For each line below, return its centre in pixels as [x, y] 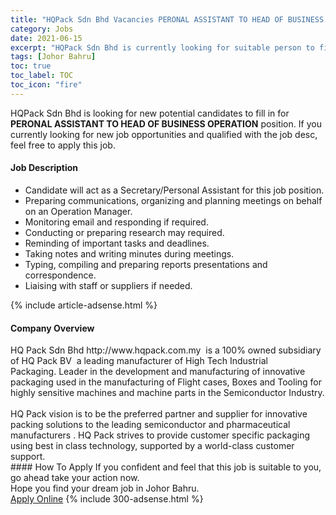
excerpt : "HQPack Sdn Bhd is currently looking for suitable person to [162, 47]
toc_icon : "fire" [46, 85]
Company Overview [52, 328]
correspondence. [60, 275]
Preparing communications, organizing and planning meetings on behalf [173, 200]
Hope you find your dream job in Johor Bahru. [105, 488]
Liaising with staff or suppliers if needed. [108, 285]
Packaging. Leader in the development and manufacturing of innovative [158, 372]
